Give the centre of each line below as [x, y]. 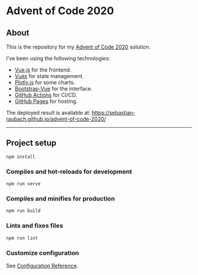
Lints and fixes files [35, 226]
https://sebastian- [113, 113]
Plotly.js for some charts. [45, 82]
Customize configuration [43, 253]
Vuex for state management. [49, 76]
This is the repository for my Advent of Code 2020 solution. [78, 47]
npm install [21, 157]
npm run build [24, 211]
